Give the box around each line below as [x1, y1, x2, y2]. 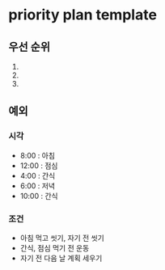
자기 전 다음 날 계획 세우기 [19, 253, 103, 263]
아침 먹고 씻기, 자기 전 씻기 [19, 233, 105, 243]
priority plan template [8, 6, 158, 24]
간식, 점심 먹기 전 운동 [19, 243, 90, 252]
